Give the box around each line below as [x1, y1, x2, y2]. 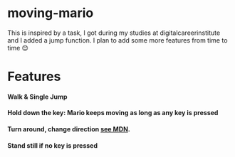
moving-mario [7, 5, 94, 21]
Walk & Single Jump [7, 92, 68, 101]
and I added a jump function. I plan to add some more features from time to [7, 36, 228, 44]
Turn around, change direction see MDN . [7, 124, 130, 133]
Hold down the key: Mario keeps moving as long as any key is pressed [7, 109, 219, 117]
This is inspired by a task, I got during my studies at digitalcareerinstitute [7, 28, 221, 37]
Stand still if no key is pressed [7, 141, 98, 150]
